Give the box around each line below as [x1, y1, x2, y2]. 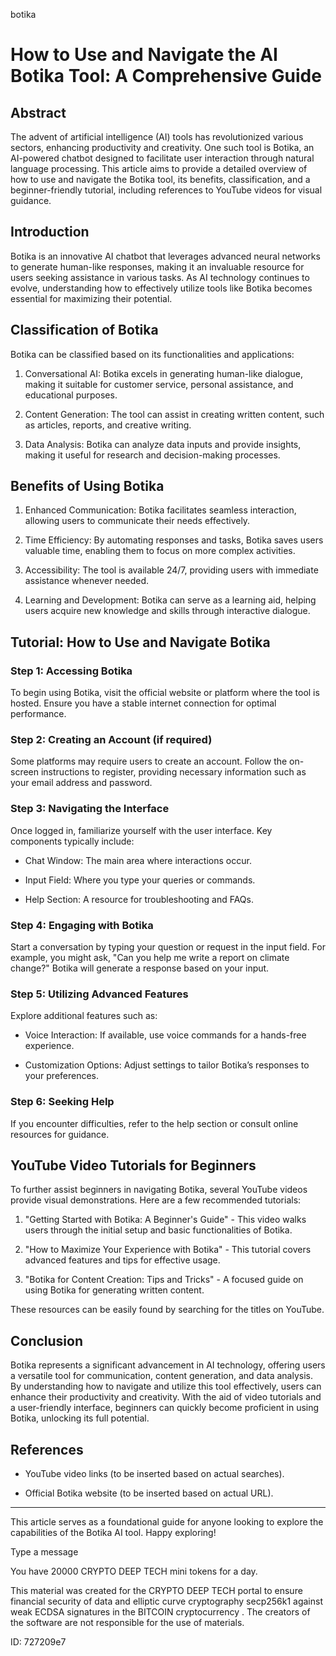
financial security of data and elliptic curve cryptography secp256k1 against [10, 1595, 323, 1608]
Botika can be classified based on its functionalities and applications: [10, 348, 295, 360]
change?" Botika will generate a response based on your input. [10, 962, 270, 974]
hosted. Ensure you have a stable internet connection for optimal [10, 697, 277, 709]
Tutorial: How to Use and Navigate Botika [10, 634, 271, 651]
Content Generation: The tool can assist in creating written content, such [24, 408, 325, 420]
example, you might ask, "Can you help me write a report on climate [10, 952, 290, 964]
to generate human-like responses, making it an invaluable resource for [10, 260, 305, 273]
